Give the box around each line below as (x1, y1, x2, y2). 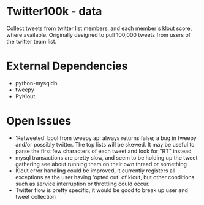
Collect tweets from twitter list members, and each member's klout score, (6, 25, 192, 32)
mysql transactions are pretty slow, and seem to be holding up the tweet (15, 153, 198, 161)
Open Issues (6, 114, 72, 128)
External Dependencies (6, 60, 128, 73)
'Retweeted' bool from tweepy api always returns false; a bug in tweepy (15, 134, 197, 142)
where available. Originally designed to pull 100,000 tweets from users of (6, 31, 191, 38)
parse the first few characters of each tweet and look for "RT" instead (15, 147, 192, 155)
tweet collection (15, 193, 56, 200)
